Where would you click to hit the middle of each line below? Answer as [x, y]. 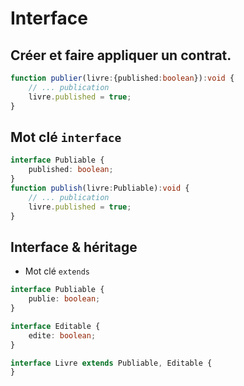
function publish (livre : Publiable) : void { [100, 188]
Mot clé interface [66, 137]
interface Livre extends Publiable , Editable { [111, 363]
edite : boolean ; [62, 335]
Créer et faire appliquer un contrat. [121, 55]
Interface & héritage [74, 247]
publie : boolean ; [64, 299]
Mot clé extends [57, 271]
